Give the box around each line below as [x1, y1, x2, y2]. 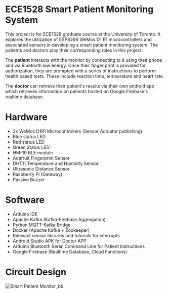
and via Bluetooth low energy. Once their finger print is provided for [5, 62, 146, 68]
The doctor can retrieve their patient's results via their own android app [5, 82, 155, 89]
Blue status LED [12, 133, 46, 140]
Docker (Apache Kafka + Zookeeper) [12, 227, 90, 233]
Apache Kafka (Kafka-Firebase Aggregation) [12, 216, 106, 222]
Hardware [5, 111, 48, 123]
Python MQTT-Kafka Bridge [12, 222, 71, 228]
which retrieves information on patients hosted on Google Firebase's [5, 88, 148, 94]
